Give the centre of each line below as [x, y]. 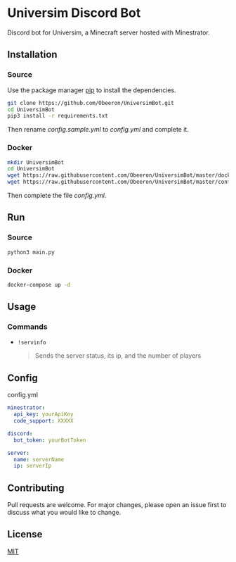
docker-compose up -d [39, 285]
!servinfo [32, 343]
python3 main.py [31, 252]
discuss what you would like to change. [64, 513]
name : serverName [39, 459]
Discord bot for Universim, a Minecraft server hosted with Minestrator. [109, 32]
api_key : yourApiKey [44, 414]
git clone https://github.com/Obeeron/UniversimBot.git [91, 103]
